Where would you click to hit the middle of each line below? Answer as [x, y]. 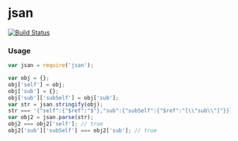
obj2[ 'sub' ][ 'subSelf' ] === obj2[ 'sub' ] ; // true [83, 131]
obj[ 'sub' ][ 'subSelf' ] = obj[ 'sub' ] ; [64, 98]
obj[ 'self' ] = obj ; [37, 85]
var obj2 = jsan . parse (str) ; [51, 118]
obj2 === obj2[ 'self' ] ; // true [55, 124]
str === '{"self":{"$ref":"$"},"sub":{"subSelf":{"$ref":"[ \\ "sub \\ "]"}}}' [122, 111]
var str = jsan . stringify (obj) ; [55, 104]
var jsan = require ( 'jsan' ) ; [51, 66]
